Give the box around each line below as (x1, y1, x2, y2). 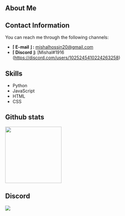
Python (12, 83, 27, 89)
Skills (5, 69, 22, 78)
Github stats (5, 113, 44, 122)
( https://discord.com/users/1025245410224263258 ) (12, 55, 120, 61)
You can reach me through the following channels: (5, 35, 109, 41)
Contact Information (5, 21, 70, 30)
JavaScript (12, 88, 35, 94)
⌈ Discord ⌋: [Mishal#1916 (12, 50, 64, 56)
